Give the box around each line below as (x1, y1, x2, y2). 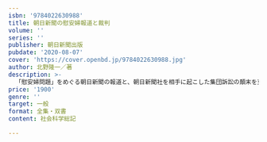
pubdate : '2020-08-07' (8, 48, 83, 56)
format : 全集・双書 (8, 108, 67, 116)
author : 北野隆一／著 (8, 63, 73, 71)
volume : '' (8, 26, 44, 34)
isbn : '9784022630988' (8, 11, 83, 20)
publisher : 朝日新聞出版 (8, 41, 83, 49)
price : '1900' (8, 85, 56, 94)
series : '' (8, 33, 44, 42)
